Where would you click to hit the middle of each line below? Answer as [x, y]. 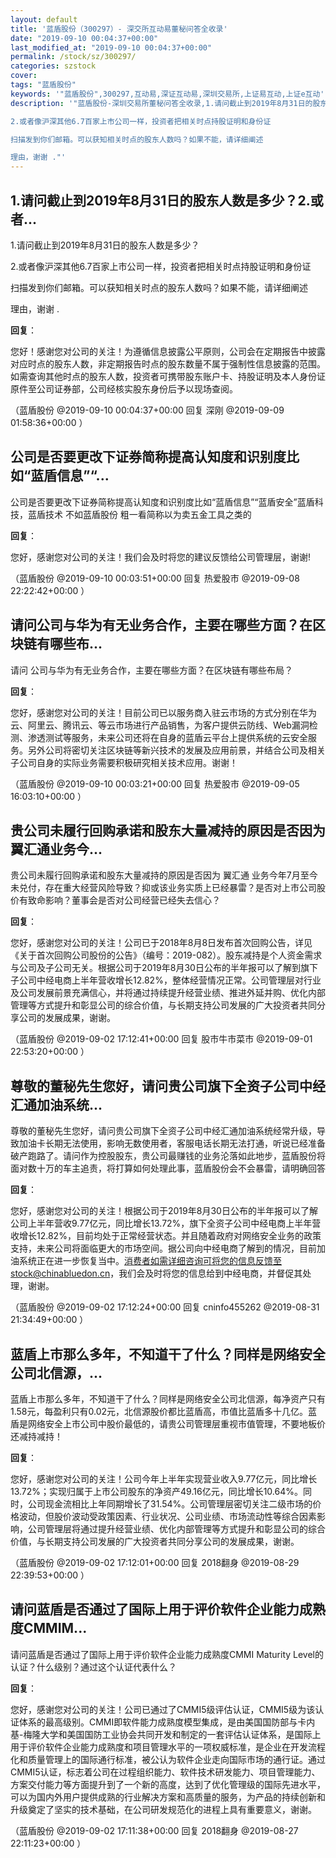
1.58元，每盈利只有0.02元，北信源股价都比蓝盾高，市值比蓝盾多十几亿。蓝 [164, 1411]
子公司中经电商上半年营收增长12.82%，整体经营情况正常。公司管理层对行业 [166, 980]
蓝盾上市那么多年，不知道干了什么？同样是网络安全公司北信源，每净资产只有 [168, 1399]
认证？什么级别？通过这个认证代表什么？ [93, 1667]
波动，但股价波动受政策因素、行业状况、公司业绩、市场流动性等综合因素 [167, 1516]
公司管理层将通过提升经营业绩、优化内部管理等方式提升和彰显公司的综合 [176, 1529]
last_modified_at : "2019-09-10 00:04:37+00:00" [111, 47]
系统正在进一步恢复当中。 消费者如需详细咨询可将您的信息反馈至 [150, 1261]
